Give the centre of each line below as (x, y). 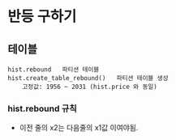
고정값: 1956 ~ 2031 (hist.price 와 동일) (90, 87)
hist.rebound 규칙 (43, 108)
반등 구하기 (42, 17)
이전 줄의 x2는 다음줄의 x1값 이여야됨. (79, 128)
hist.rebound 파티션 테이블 (54, 70)
